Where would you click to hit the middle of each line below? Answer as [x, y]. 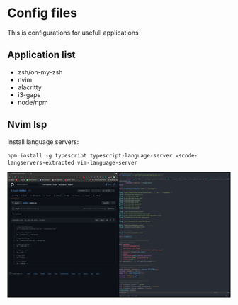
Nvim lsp [27, 124]
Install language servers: [43, 142]
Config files [42, 13]
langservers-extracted [41, 162]
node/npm [33, 102]
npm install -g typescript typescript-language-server [90, 155]
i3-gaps [29, 94]
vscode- [187, 155]
